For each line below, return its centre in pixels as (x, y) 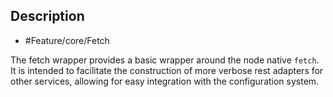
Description (47, 16)
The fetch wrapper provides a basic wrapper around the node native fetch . (165, 60)
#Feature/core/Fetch (67, 40)
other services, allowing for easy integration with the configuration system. (165, 81)
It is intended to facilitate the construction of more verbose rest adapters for (167, 70)
